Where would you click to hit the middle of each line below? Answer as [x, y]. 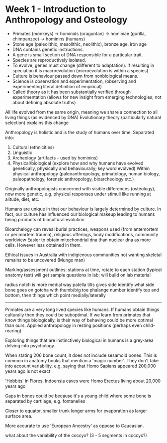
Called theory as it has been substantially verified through [71, 92]
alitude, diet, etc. [22, 199]
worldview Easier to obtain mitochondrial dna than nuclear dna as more [78, 240]
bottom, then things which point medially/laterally [55, 295]
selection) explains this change [37, 123]
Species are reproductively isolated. [49, 60]
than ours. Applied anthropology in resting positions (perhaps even [74, 325]
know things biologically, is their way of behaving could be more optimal [79, 320]
